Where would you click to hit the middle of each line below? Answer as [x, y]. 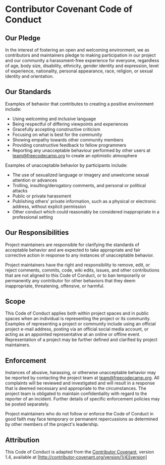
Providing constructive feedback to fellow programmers [69, 145]
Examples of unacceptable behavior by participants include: [66, 165]
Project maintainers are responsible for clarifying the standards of [72, 245]
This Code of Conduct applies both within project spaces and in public [77, 313]
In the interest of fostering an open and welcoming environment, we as [77, 50]
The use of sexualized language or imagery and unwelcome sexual [81, 175]
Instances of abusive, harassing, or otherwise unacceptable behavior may [81, 373]
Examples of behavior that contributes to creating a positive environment [80, 104]
